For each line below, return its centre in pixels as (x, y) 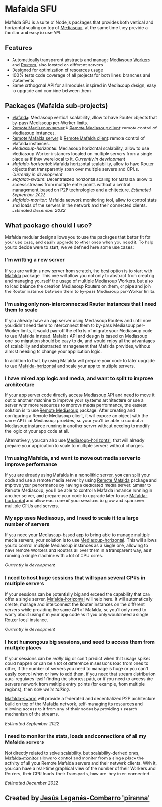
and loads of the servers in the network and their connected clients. (79, 205)
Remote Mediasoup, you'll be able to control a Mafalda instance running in (79, 490)
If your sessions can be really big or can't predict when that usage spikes (78, 659)
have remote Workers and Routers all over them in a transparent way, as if (78, 550)
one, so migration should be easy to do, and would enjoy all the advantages (80, 341)
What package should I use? (48, 225)
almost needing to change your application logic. (54, 351)
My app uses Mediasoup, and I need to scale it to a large (72, 518)
